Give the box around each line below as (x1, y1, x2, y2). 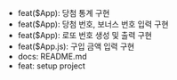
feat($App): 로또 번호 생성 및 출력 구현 (17, 30, 153, 40)
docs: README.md (17, 52, 87, 61)
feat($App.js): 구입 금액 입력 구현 (17, 41, 135, 52)
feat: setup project (17, 60, 86, 71)
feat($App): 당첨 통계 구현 (17, 8, 110, 18)
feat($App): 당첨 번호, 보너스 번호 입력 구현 (17, 19, 169, 29)
